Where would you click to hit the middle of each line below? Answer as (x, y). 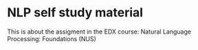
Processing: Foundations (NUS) (52, 38)
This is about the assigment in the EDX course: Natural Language (99, 32)
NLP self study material (75, 13)
